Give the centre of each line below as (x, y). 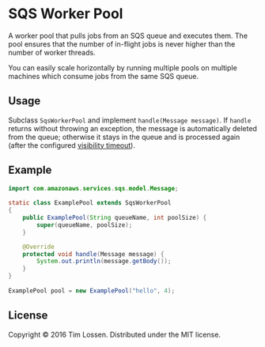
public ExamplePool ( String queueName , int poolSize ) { (115, 218)
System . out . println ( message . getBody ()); (104, 262)
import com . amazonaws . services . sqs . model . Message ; (93, 188)
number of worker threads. (52, 52)
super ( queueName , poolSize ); (85, 225)
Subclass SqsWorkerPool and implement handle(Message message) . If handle (130, 120)
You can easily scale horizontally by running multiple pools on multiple (123, 67)
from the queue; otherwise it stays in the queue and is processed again (124, 137)
